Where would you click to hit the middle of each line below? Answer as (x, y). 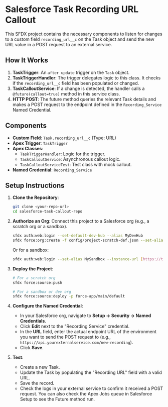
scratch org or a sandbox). (40, 227)
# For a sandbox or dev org (42, 292)
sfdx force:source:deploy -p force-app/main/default (69, 296)
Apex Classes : (28, 148)
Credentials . (33, 321)
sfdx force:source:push (37, 282)
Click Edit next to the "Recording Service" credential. (75, 326)
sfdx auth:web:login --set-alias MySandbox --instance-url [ (78, 259)
